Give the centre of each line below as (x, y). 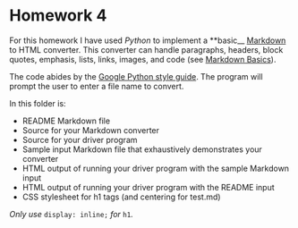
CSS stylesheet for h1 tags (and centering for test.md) (121, 197)
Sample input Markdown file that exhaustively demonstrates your (142, 149)
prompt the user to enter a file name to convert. (97, 86)
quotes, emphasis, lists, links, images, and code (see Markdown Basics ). (143, 59)
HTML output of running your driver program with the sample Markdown (155, 168)
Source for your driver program (80, 139)
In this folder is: (38, 103)
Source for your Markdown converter (90, 130)
